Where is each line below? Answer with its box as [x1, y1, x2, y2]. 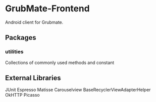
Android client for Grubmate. [5, 19, 63, 25]
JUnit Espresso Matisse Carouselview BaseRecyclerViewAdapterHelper [5, 87, 151, 93]
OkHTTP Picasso [5, 92, 40, 98]
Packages [5, 34, 36, 42]
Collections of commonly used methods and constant [5, 60, 114, 66]
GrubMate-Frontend [5, 3, 90, 14]
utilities [5, 48, 24, 55]
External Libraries [5, 74, 61, 82]
